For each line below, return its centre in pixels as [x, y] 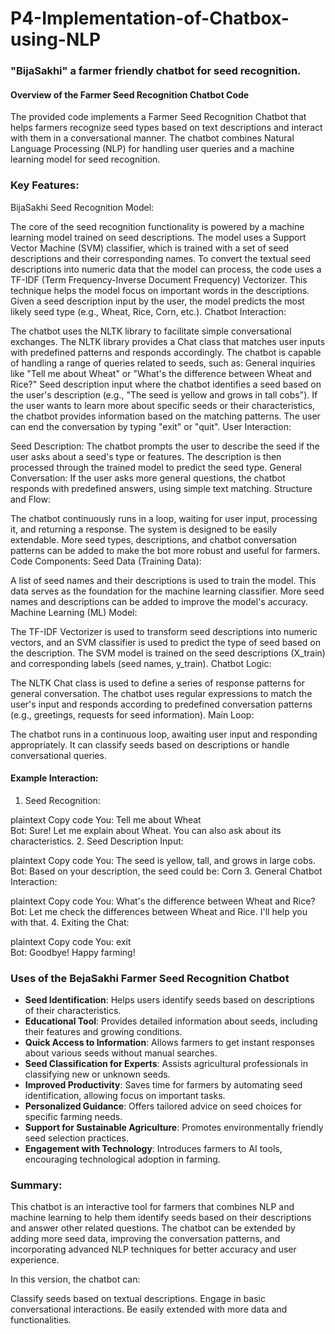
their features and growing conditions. [103, 1032]
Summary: [36, 1185]
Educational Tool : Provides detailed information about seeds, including [171, 1021]
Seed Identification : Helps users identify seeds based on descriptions [169, 1000]
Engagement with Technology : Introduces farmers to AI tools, [153, 1149]
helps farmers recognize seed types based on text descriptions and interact [166, 128]
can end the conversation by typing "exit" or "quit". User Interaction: [151, 426]
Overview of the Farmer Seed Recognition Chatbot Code [130, 94]
